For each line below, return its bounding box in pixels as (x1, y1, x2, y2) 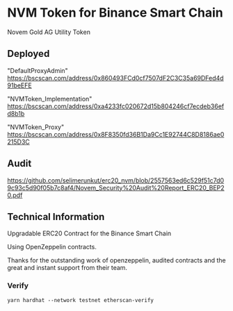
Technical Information (7, 210, 105, 223)
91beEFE (7, 81, 33, 90)
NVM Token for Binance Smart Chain (7, 5, 224, 21)
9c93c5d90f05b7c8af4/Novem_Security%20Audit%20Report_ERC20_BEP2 (7, 183, 225, 192)
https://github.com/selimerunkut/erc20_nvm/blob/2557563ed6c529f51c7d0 (7, 176, 225, 185)
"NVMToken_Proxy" (7, 123, 65, 131)
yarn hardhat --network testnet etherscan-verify (7, 296, 154, 303)
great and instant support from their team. (7, 264, 127, 272)
